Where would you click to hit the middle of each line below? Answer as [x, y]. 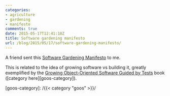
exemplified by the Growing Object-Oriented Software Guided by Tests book [85, 73]
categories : [18, 10]
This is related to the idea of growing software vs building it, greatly [76, 67]
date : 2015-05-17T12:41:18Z [35, 34]
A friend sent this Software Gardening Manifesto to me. [63, 57]
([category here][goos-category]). [41, 78]
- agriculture [20, 15]
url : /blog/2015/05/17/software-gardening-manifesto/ [63, 43]
